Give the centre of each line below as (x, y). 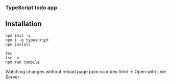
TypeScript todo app (31, 8)
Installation (23, 24)
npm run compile (22, 62)
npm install (18, 45)
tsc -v (12, 58)
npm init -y (18, 35)
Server (12, 77)
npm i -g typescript (27, 40)
